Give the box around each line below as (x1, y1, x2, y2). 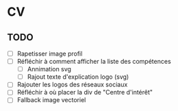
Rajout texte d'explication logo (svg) (27, 73, 129, 81)
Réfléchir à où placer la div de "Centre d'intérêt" (16, 88, 153, 97)
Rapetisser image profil (16, 49, 83, 58)
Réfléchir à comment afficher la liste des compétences (16, 58, 171, 66)
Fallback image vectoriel (16, 96, 86, 104)
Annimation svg (27, 65, 72, 73)
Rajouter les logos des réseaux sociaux (16, 80, 128, 89)
